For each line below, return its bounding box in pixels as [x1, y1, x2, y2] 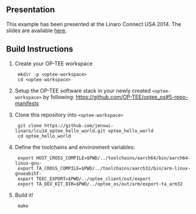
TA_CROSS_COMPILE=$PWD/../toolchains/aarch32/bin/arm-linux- [36, 165, 191, 171]
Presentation [6, 5, 55, 15]
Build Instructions [6, 44, 74, 54]
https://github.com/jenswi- [44, 122, 114, 128]
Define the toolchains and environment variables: [14, 143, 135, 150]
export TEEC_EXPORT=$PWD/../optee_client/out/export [17, 175, 151, 182]
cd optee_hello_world [17, 133, 71, 139]
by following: [43, 93, 75, 100]
